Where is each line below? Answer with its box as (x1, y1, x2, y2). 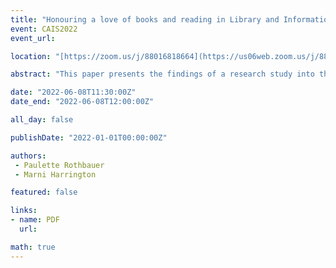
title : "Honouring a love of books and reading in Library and (10, 14, 280, 25)
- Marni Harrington (14, 169, 97, 180)
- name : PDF (10, 215, 60, 225)
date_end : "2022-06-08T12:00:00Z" (10, 97, 155, 107)
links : (10, 206, 38, 216)
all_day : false (10, 115, 74, 125)
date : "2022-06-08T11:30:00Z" (10, 87, 137, 98)
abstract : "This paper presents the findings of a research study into (10, 69, 315, 80)
